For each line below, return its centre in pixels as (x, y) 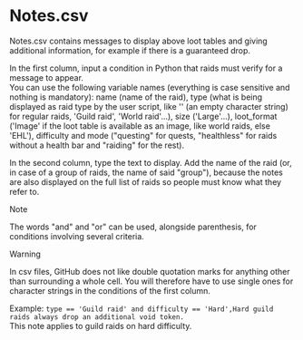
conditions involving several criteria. (77, 236)
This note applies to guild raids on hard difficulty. (101, 325)
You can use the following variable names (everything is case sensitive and (150, 87)
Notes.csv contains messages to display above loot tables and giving (138, 41)
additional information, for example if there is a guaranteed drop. (130, 50)
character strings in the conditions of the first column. (110, 290)
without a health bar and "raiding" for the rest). (97, 145)
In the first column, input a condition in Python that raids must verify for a (146, 68)
